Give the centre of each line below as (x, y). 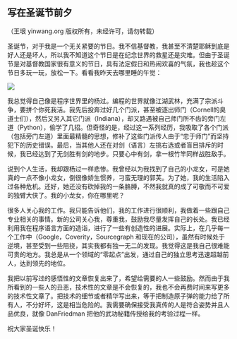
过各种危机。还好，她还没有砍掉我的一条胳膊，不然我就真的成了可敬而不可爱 (119, 186)
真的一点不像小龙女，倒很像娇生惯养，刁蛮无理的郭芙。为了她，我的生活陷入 (119, 177)
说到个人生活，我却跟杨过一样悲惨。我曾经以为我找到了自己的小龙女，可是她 (119, 169)
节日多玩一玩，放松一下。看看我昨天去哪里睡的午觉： (85, 72)
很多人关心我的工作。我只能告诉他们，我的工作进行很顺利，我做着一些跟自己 (119, 210)
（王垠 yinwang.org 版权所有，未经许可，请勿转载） (83, 31)
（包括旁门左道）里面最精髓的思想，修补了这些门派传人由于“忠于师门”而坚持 (118, 136)
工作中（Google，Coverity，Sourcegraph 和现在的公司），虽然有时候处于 (119, 237)
